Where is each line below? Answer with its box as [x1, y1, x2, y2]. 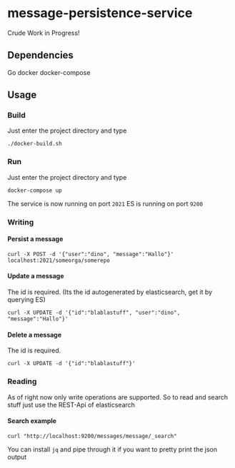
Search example [7, 417, 57, 425]
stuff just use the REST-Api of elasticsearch [7, 400, 136, 409]
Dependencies [7, 49, 74, 61]
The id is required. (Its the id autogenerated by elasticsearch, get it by [7, 288, 213, 297]
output [7, 452, 27, 461]
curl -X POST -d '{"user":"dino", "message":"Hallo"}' [7, 250, 174, 258]
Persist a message [7, 235, 64, 243]
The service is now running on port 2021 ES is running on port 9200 [7, 199, 204, 208]
